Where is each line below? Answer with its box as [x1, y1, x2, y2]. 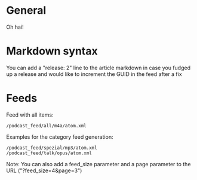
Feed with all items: [6, 111, 54, 118]
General [6, 4, 47, 17]
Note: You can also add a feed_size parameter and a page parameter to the [6, 160, 191, 167]
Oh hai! [6, 23, 24, 30]
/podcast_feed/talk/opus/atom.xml [6, 150, 93, 156]
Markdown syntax [6, 44, 98, 58]
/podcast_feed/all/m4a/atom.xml [6, 123, 87, 129]
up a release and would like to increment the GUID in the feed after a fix [6, 70, 182, 78]
